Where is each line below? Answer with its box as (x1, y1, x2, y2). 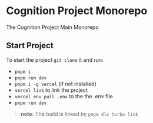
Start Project (6, 41, 54, 51)
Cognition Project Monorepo (6, 4, 148, 18)
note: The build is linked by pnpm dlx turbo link (20, 110, 138, 117)
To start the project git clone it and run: (6, 56, 104, 63)
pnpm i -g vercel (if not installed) (14, 80, 97, 87)
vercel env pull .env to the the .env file (14, 92, 113, 99)
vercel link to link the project (14, 87, 88, 94)
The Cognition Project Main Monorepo (6, 24, 99, 31)
